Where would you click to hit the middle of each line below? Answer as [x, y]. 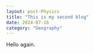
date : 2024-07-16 [28, 22]
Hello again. [21, 45]
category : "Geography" [34, 28]
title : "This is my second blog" [48, 17]
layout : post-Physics [33, 11]
